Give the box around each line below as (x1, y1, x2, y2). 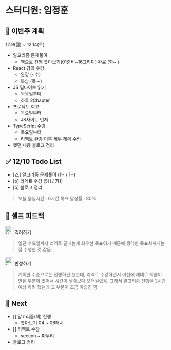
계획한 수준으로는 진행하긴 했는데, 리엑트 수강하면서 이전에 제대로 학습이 (17, 271, 162, 277)
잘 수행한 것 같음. (17, 246, 52, 252)
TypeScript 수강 (12, 123, 46, 129)
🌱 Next (5, 299, 27, 308)
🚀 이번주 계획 (5, 27, 45, 35)
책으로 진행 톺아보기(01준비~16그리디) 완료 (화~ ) (20, 59, 120, 65)
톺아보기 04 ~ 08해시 (20, 320, 64, 326)
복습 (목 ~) (20, 78, 42, 84)
